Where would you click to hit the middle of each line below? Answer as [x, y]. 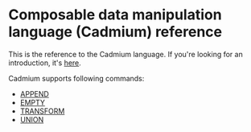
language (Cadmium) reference [115, 32]
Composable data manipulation [115, 15]
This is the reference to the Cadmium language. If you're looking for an [125, 54]
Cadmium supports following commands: [76, 78]
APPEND [35, 93]
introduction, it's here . [45, 63]
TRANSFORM [42, 111]
